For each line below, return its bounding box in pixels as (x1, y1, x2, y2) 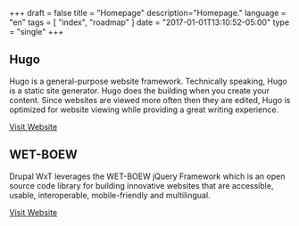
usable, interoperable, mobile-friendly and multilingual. (9, 190, 212, 200)
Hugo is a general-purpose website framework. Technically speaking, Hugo (9, 76, 287, 86)
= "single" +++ (9, 27, 64, 36)
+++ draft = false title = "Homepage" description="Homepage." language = (9, 8, 287, 18)
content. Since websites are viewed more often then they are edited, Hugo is (9, 94, 291, 105)
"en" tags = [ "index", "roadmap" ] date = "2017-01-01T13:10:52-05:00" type (9, 17, 290, 28)
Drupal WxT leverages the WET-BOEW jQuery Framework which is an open (9, 171, 286, 182)
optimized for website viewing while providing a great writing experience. (9, 104, 279, 115)
